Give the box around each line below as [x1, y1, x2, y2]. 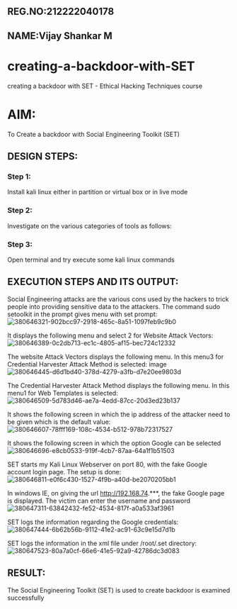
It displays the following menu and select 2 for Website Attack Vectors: [7, 331, 214, 340]
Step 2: [7, 206, 33, 216]
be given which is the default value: [7, 418, 111, 426]
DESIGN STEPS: [7, 150, 79, 162]
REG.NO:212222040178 [7, 6, 115, 18]
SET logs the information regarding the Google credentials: [7, 518, 179, 526]
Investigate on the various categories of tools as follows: [7, 221, 172, 230]
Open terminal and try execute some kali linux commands [7, 255, 175, 264]
